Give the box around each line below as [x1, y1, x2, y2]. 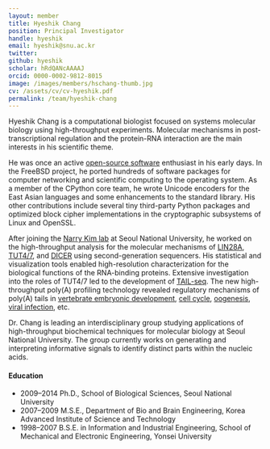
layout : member [8, 11, 60, 20]
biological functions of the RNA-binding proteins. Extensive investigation [8, 268, 249, 278]
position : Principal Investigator [8, 27, 125, 35]
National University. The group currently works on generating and [8, 335, 226, 345]
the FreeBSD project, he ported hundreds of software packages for [8, 166, 231, 176]
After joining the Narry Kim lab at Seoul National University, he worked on [8, 233, 252, 243]
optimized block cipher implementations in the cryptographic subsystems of [8, 209, 262, 219]
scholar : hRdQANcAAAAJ [8, 65, 85, 73]
